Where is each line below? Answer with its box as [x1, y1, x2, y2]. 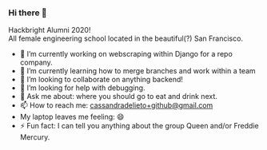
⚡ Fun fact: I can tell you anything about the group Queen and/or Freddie [19, 121, 259, 131]
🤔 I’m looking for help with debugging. [19, 83, 145, 93]
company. [19, 57, 54, 67]
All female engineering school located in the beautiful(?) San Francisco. [8, 34, 244, 43]
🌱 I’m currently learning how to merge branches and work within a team [19, 66, 256, 76]
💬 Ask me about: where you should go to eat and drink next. [19, 92, 218, 101]
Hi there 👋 [8, 7, 48, 18]
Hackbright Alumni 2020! [8, 26, 91, 35]
